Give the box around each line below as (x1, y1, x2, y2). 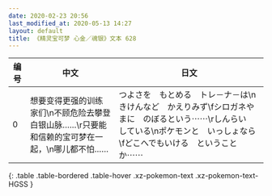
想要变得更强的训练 (29, 95, 104, 106)
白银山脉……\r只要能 (29, 119, 108, 131)
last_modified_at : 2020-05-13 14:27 (8, 19, 132, 27)
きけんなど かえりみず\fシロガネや (118, 102, 255, 113)
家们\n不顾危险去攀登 (29, 107, 111, 119)
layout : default (8, 27, 63, 35)
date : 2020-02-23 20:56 (8, 11, 89, 20)
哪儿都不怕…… (53, 144, 109, 155)
